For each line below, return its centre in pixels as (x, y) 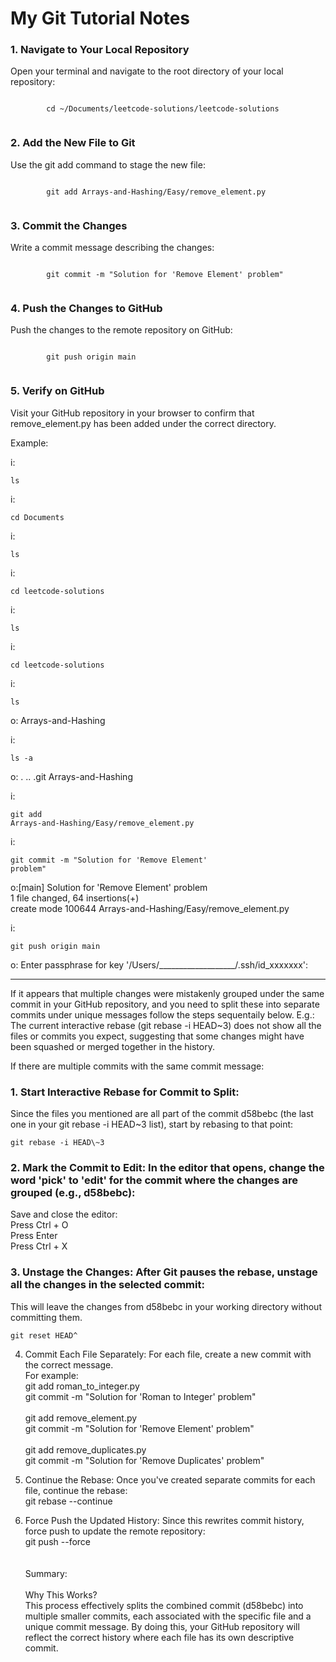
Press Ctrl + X (39, 1246)
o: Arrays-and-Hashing (58, 720)
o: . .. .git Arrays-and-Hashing (71, 776)
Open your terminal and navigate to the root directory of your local (147, 71)
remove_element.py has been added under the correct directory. (143, 423)
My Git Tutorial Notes (100, 18)
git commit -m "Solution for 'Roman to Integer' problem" (140, 1396)
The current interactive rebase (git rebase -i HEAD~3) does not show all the (166, 1025)
